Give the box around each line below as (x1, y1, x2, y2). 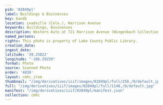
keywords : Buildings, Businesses (5, 25, 73, 30)
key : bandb (5, 16, 27, 21)
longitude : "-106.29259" (5, 57, 55, 61)
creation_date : (5, 43, 36, 48)
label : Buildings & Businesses (5, 12, 68, 16)
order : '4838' (5, 70, 34, 75)
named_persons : (5, 34, 36, 39)
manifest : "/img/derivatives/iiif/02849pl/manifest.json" (5, 88, 125, 93)
